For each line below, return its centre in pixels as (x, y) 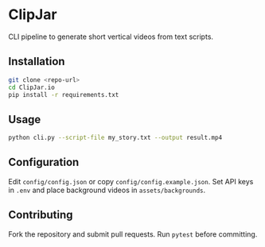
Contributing (41, 215)
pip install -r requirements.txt (64, 95)
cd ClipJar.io (32, 87)
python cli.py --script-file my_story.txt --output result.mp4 (115, 138)
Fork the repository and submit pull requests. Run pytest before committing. (133, 234)
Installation (37, 62)
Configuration (44, 162)
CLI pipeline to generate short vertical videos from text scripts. (111, 37)
